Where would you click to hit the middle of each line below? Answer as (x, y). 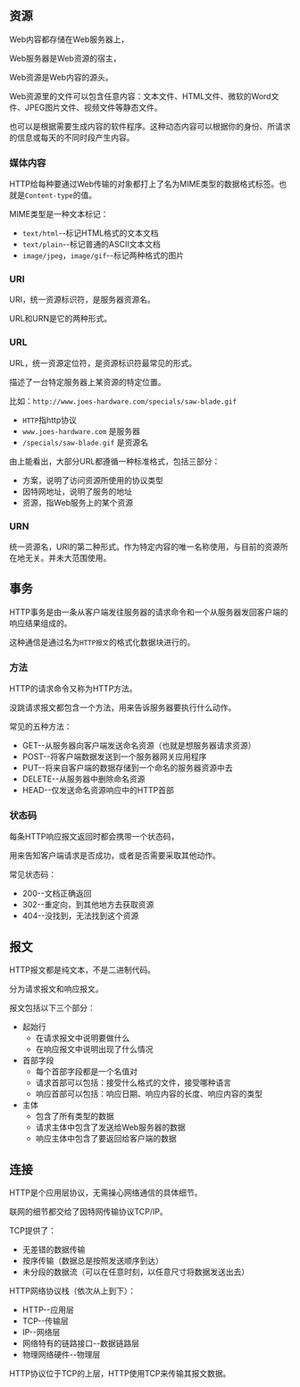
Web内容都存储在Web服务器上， (69, 39)
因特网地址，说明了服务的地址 (77, 491)
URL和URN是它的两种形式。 (61, 319)
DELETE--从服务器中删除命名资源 (83, 779)
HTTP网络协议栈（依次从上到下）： (73, 1291)
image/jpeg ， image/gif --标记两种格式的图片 (103, 255)
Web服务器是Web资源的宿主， (65, 58)
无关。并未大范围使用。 (68, 558)
